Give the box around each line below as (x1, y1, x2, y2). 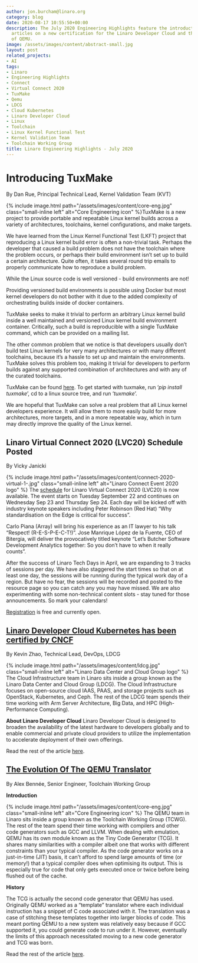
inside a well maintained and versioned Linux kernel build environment (6, 317, 177, 324)
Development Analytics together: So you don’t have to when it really (6, 541, 171, 549)
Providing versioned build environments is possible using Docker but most (6, 287, 187, 294)
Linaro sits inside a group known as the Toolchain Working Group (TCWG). (6, 815, 187, 822)
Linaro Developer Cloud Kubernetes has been (6, 625, 177, 635)
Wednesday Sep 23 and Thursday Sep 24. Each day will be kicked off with (6, 499, 187, 506)
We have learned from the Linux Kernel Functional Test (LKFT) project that (6, 233, 187, 240)
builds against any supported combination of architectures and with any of (6, 366, 187, 373)
